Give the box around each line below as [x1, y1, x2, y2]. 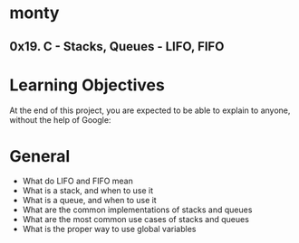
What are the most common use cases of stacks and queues [22, 214, 249, 225]
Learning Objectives [9, 75, 165, 95]
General [9, 145, 71, 166]
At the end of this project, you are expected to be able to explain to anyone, [9, 105, 291, 116]
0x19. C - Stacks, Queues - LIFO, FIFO [9, 39, 225, 54]
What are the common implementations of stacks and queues [22, 204, 253, 215]
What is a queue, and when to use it [22, 195, 157, 206]
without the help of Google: [9, 114, 111, 125]
